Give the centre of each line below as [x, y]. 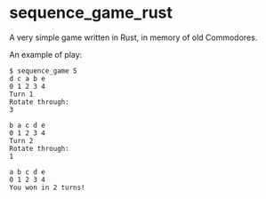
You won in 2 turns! [48, 187]
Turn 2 [21, 140]
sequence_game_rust [91, 13]
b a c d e [28, 125]
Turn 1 [21, 94]
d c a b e [28, 78]
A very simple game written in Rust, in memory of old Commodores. [133, 37]
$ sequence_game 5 [43, 71]
